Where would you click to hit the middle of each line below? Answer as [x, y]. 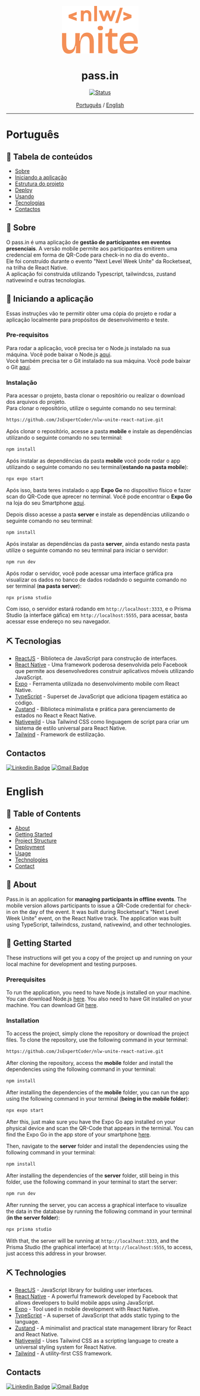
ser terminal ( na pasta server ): [44, 586]
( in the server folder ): [33, 1218]
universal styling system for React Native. [66, 1347]
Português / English [100, 105]
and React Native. [37, 1335]
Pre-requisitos [27, 335]
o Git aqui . [19, 367]
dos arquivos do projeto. [36, 402]
